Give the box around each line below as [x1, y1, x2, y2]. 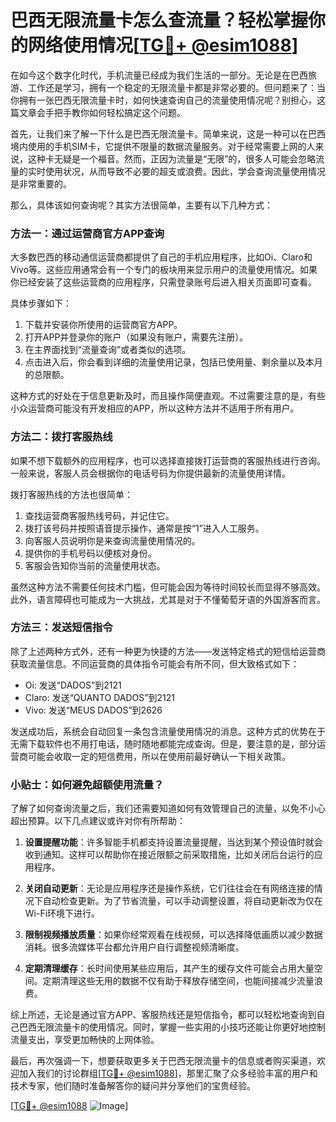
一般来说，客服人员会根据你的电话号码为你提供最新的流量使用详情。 [10, 467, 291, 479]
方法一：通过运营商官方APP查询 [10, 226, 165, 240]
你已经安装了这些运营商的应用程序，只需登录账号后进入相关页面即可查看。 [10, 276, 317, 288]
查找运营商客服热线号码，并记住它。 [24, 509, 175, 521]
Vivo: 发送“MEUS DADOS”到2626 [24, 704, 163, 716]
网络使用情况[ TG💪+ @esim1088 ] [28, 34, 299, 57]
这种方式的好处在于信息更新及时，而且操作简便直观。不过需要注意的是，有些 [10, 390, 326, 402]
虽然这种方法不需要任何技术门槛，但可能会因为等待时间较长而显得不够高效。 [10, 581, 326, 593]
